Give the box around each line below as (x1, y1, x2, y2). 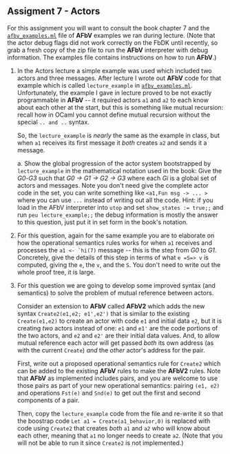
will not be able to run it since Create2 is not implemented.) (17, 438, 184, 447)
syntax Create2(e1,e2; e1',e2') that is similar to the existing (17, 309, 190, 317)
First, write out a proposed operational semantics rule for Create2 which (17, 359, 221, 368)
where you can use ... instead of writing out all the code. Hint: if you (17, 196, 213, 204)
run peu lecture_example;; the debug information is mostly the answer (17, 210, 218, 219)
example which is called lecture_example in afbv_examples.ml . (17, 81, 193, 89)
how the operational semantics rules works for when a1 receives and (17, 238, 212, 247)
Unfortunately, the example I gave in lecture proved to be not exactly (17, 88, 212, 97)
